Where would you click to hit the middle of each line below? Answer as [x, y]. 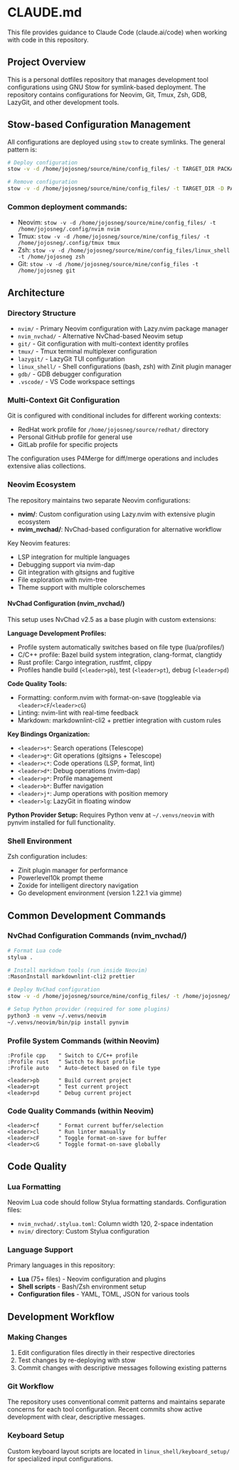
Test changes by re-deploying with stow [76, 1360]
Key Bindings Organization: [49, 734]
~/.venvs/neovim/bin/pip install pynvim [68, 1022]
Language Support [40, 1249]
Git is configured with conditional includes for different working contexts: [114, 416]
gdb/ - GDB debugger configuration [70, 374]
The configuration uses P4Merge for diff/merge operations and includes [113, 458]
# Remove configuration [43, 182]
